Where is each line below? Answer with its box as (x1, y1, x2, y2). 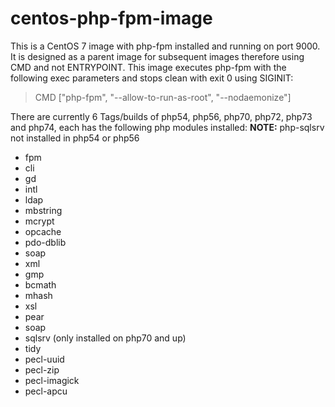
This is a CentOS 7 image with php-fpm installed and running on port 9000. (10, 40, 321, 52)
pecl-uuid (24, 353, 65, 365)
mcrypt (24, 215, 55, 227)
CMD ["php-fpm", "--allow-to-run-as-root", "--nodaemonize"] (34, 91, 292, 103)
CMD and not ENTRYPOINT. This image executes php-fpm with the (10, 61, 287, 73)
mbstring (24, 204, 63, 216)
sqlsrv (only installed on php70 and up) (24, 332, 187, 344)
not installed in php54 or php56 (10, 132, 140, 144)
